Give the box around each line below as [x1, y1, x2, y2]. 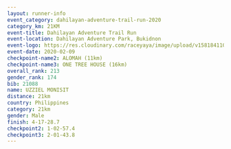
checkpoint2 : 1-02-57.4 [7, 125, 76, 132]
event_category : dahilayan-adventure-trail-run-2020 [7, 16, 162, 23]
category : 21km [7, 106, 51, 113]
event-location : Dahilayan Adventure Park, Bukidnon [7, 36, 162, 43]
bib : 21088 [7, 80, 38, 87]
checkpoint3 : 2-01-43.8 [7, 131, 76, 138]
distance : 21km [7, 93, 51, 100]
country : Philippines [7, 100, 69, 106]
